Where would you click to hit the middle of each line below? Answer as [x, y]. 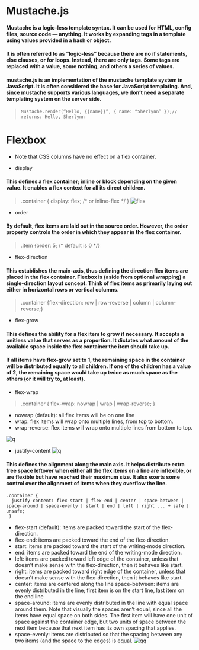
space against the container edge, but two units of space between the [100, 622]
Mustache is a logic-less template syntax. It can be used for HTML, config [99, 27]
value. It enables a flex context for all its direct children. [76, 188]
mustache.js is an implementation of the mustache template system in [94, 80]
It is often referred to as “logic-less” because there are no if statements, [97, 54]
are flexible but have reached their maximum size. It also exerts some [93, 477]
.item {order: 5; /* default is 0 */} [60, 245]
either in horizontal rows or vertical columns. [63, 289]
